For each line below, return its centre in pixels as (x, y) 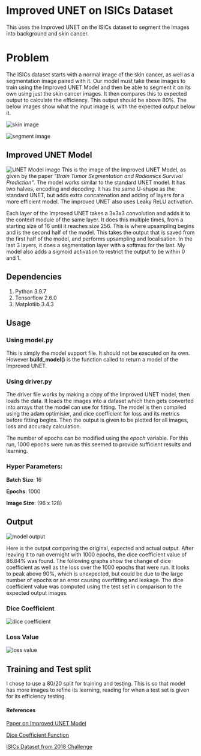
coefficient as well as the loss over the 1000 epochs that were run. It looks (98, 567)
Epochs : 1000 (23, 491)
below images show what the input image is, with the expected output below (101, 106)
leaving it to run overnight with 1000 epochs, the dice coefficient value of (97, 555)
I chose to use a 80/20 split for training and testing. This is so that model (96, 684)
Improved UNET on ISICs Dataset (89, 11)
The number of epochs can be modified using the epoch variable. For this (97, 438)
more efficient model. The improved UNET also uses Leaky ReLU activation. (100, 201)
